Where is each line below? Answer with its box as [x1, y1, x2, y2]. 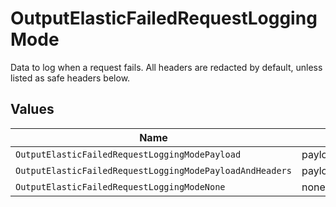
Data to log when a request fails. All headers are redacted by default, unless [10, 61, 323, 73]
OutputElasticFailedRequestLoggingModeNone [15, 181, 226, 192]
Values [10, 101, 55, 118]
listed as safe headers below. [10, 72, 131, 84]
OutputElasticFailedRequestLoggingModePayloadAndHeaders [15, 165, 292, 176]
